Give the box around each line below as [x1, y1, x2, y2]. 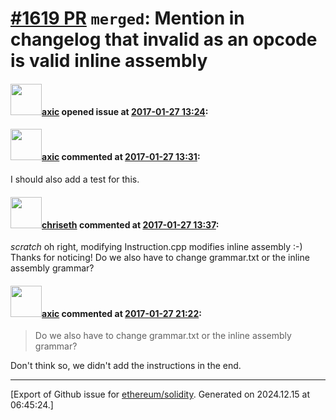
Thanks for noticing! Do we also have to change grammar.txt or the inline [10, 252, 310, 264]
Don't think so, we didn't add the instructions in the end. [10, 360, 242, 372]
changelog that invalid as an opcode [10, 28, 318, 51]
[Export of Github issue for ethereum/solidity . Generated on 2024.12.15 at [10, 388, 311, 401]
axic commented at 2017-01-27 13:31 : [41, 151, 201, 163]
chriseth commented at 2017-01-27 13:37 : [41, 218, 220, 231]
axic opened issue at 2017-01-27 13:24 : [41, 105, 209, 117]
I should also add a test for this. [10, 173, 140, 185]
